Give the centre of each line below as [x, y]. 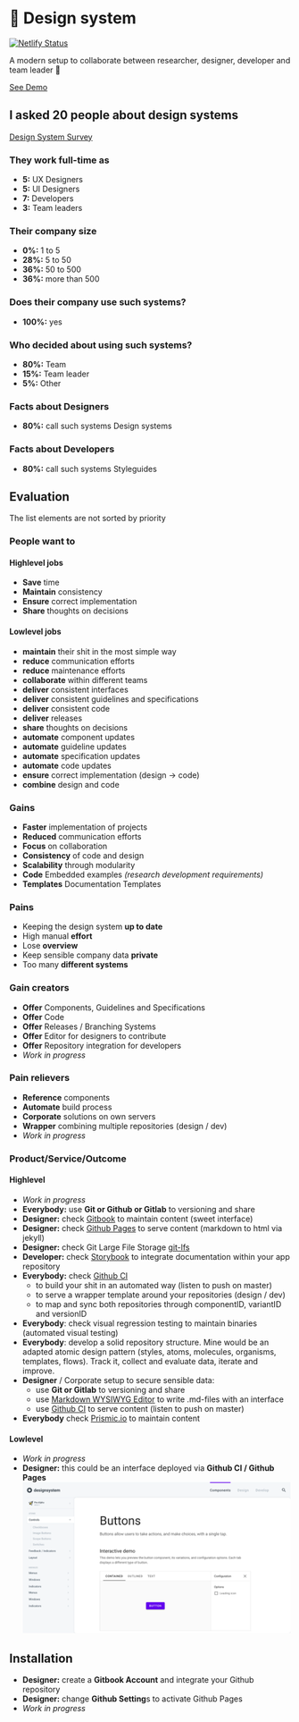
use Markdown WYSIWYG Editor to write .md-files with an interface [159, 1399]
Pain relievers [39, 1078]
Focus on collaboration [65, 846]
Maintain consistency [62, 592]
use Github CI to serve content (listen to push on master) [140, 1408]
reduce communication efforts [79, 661]
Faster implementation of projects [85, 827]
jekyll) [33, 1237]
